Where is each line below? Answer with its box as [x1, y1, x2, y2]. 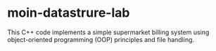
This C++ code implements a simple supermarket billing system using [7, 28, 210, 36]
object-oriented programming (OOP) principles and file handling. [7, 35, 195, 43]
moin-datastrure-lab [7, 5, 130, 21]
